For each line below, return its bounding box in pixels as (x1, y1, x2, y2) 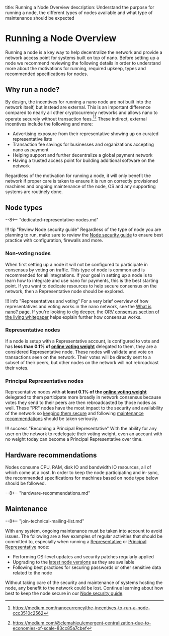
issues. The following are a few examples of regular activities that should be (5, 533, 162, 539)
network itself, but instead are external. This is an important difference (5, 104, 151, 110)
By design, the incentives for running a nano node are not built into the (5, 98, 151, 105)
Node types (5, 203, 43, 212)
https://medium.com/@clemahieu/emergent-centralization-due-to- (12, 620, 151, 626)
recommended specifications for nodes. (5, 71, 89, 77)
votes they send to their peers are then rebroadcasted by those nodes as (5, 399, 157, 406)
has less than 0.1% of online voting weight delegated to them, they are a (5, 343, 157, 350)
